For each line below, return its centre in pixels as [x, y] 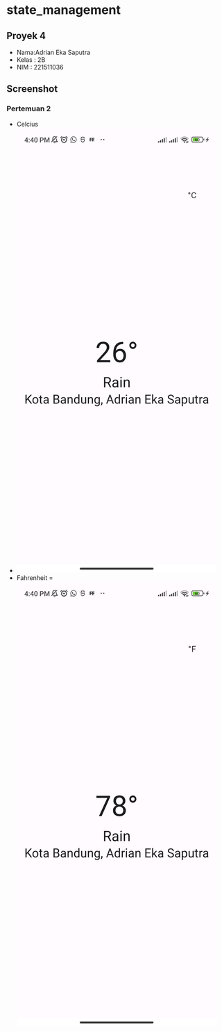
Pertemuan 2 [29, 108]
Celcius [27, 124]
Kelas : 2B [31, 60]
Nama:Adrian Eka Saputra [53, 52]
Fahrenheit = [35, 578]
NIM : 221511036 [40, 67]
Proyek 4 [26, 36]
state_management [64, 10]
